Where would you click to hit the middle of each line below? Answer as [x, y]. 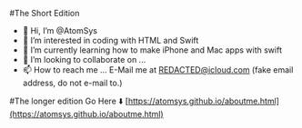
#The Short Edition [45, 13]
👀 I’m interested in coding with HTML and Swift [111, 40]
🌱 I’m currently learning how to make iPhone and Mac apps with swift [152, 50]
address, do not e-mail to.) [72, 83]
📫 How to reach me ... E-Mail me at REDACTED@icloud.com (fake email [158, 70]
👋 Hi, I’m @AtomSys [60, 30]
